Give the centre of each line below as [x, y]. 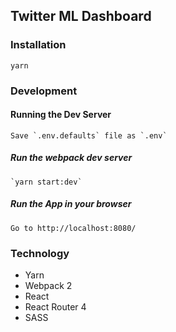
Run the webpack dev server [71, 158]
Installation [38, 45]
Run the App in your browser [71, 204]
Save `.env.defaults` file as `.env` [89, 135]
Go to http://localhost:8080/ [73, 228]
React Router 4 [55, 307]
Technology [40, 253]
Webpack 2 [48, 286]
